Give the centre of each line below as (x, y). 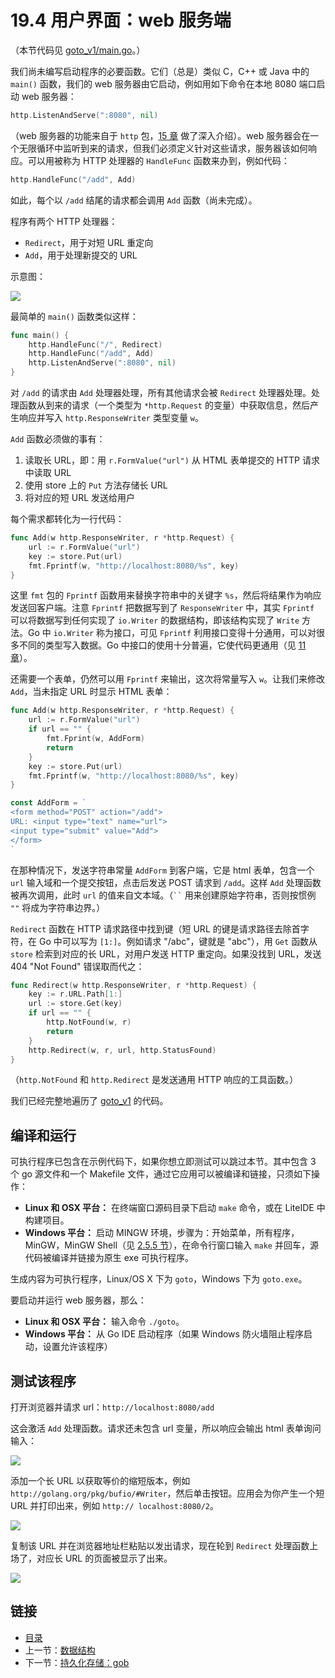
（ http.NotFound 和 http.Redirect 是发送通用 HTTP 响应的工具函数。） (154, 1080)
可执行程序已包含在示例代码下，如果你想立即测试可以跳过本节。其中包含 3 (163, 1162)
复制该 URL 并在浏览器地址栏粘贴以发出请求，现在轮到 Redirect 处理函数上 (164, 1546)
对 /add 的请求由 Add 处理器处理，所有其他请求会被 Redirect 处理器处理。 (161, 393)
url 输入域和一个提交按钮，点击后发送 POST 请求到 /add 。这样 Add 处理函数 (166, 882)
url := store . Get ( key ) (75, 1004)
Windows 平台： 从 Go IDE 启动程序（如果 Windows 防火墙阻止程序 (164, 1334)
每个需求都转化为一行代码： (67, 519)
